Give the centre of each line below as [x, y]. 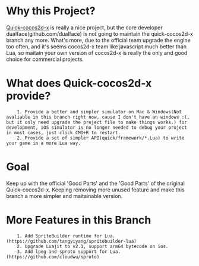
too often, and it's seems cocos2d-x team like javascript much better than [97, 47]
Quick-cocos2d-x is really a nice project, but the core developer [84, 27]
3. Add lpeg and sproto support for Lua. [69, 252]
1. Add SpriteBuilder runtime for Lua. [66, 236]
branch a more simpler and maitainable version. [64, 196]
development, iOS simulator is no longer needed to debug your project [97, 127]
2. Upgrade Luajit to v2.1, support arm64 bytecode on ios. [93, 246]
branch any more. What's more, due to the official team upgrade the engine [99, 40]
